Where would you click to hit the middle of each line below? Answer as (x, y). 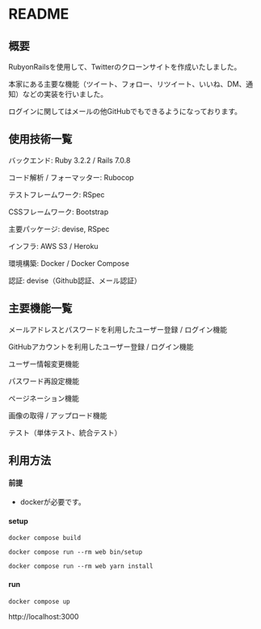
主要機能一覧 (40, 308)
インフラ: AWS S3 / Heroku (53, 246)
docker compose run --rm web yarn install (81, 567)
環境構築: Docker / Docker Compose (69, 263)
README (39, 14)
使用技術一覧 (40, 139)
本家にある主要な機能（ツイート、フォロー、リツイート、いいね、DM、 (127, 84)
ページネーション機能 (44, 398)
